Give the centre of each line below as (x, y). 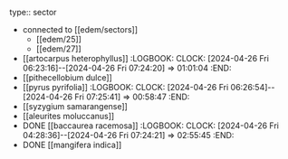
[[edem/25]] (58, 39)
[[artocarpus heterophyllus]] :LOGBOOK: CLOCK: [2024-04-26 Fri (146, 58)
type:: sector (33, 12)
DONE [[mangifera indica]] (72, 145)
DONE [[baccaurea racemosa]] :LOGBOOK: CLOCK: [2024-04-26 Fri (150, 126)
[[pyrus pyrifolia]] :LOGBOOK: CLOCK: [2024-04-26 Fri (125, 87)
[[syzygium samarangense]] (75, 106)
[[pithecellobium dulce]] (67, 78)
